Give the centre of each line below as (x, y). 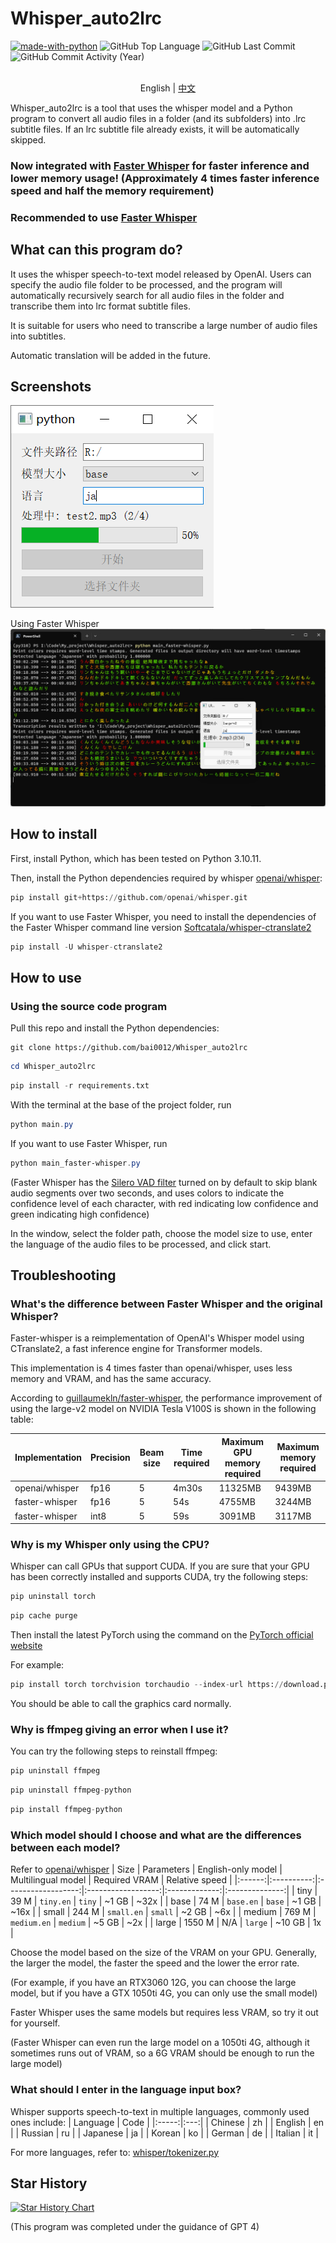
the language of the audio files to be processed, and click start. (141, 1244)
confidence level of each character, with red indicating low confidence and (164, 1203)
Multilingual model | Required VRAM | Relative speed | (121, 1880)
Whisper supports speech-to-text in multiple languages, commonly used (160, 2111)
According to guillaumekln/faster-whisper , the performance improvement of (166, 1398)
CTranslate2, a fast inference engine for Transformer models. (136, 1349)
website (26, 1646)
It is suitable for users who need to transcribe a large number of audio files (164, 325)
